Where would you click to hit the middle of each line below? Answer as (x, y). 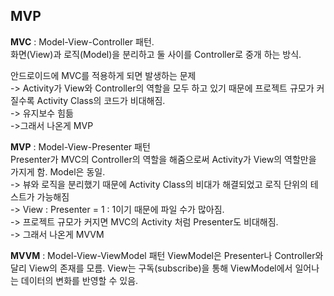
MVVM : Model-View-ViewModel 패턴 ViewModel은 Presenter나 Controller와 (167, 255)
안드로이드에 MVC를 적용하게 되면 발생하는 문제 (103, 75)
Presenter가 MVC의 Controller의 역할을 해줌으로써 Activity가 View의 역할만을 (163, 159)
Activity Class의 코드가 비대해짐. (101, 100)
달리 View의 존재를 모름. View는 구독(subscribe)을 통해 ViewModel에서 (151, 268)
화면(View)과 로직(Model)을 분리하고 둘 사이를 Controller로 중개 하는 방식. (156, 54)
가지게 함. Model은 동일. (58, 171)
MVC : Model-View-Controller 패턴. (82, 41)
